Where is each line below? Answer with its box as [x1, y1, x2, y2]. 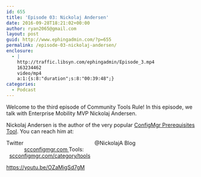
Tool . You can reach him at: [6, 127, 74, 135]
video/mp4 [17, 70, 42, 76]
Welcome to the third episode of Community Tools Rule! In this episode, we [6, 103, 193, 110]
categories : [6, 82, 36, 88]
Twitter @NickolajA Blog [6, 139, 136, 146]
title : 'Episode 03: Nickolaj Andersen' [6, 14, 110, 20]
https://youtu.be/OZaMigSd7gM [6, 163, 85, 171]
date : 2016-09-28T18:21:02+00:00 [6, 20, 90, 26]
